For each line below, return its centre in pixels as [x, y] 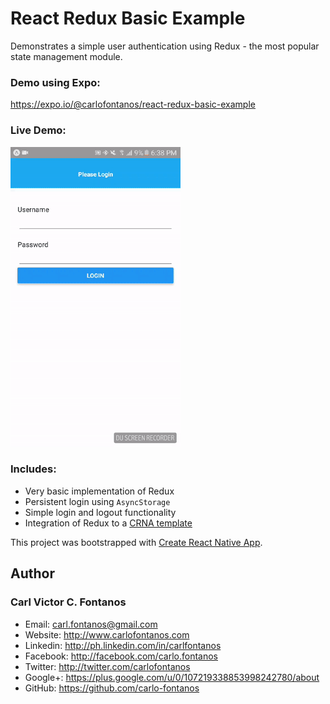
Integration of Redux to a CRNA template [108, 523]
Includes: [33, 469]
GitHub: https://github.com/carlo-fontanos [112, 688]
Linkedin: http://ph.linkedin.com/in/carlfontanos [123, 645]
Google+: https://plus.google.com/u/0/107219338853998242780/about [172, 677]
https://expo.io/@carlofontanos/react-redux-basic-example [133, 104]
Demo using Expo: [55, 82]
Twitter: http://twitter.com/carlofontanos [107, 666]
